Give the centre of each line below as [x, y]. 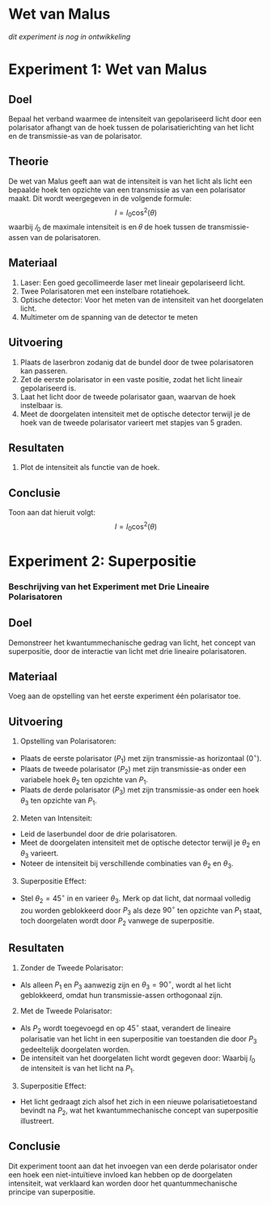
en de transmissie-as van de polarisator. [76, 136]
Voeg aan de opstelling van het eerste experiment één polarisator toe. [125, 696]
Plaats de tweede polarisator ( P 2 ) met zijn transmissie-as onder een [133, 770]
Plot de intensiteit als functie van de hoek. [90, 467]
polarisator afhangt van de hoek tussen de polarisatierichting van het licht [131, 127]
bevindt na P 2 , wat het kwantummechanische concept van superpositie [139, 1111]
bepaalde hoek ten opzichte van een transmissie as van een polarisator [127, 189]
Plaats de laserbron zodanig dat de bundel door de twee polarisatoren [137, 362]
